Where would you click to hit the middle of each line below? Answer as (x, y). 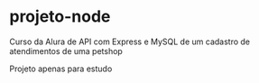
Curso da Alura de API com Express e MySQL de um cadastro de (130, 41)
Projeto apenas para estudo (61, 69)
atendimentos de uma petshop (66, 51)
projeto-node (60, 17)
